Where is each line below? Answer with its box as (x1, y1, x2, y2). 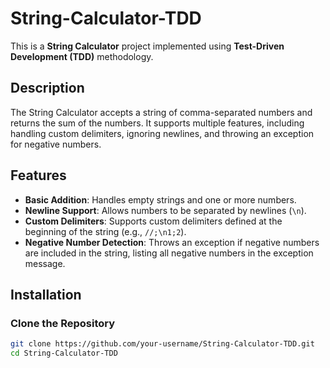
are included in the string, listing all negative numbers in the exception (24, 247, 314, 259)
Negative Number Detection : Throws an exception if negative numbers (24, 236, 320, 248)
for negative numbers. (10, 138, 102, 150)
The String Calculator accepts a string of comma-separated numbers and (10, 106, 313, 118)
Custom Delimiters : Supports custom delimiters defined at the (24, 215, 283, 227)
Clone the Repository (10, 316, 116, 330)
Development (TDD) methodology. (10, 50, 154, 62)
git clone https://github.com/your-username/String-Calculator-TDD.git (10, 339, 315, 349)
